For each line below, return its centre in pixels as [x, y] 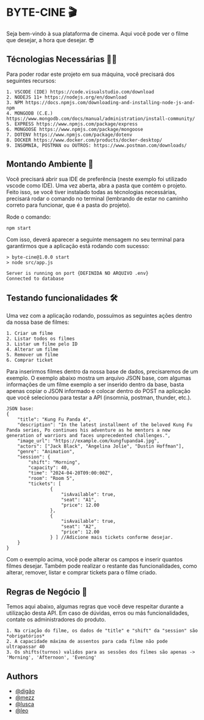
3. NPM [15, 102]
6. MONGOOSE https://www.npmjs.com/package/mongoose [75, 129]
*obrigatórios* [26, 636]
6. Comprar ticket [30, 360]
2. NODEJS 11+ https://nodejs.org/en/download [67, 97]
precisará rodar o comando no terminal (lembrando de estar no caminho [97, 198]
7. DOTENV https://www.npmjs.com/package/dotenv [69, 135]
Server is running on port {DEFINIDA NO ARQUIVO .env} [78, 273]
